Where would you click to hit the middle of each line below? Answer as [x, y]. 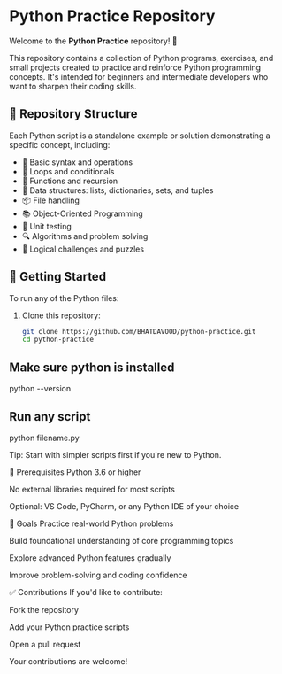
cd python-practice [58, 340]
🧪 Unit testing [47, 226]
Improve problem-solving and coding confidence [98, 575]
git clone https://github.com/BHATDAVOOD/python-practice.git [139, 331]
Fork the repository [44, 609]
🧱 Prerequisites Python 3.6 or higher [75, 472]
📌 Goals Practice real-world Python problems [91, 523]
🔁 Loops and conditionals [68, 171]
